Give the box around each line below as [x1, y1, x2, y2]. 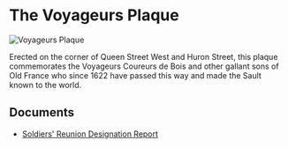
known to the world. [9, 79, 82, 90]
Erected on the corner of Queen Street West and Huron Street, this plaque [9, 51, 278, 62]
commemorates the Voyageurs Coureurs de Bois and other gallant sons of [9, 61, 280, 71]
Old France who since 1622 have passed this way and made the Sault [9, 70, 262, 80]
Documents [9, 105, 75, 120]
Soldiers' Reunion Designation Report [21, 129, 159, 139]
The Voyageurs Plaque [9, 5, 179, 26]
